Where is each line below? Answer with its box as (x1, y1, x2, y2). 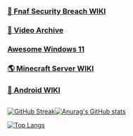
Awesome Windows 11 (7, 44, 85, 54)
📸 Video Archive (7, 25, 64, 35)
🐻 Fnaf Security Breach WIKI (7, 6, 106, 16)
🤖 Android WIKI (7, 85, 61, 94)
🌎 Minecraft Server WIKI (7, 63, 94, 73)
